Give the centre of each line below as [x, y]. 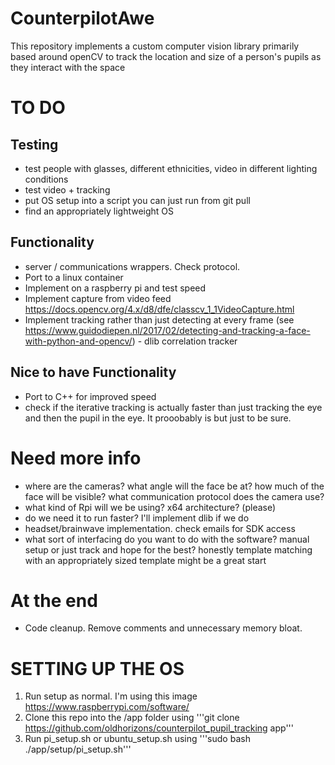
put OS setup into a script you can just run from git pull [137, 200]
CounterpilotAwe [82, 18]
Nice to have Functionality [93, 372]
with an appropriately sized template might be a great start [145, 560]
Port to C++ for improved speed [90, 396]
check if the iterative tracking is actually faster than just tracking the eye [173, 407]
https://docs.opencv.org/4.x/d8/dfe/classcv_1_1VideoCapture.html [159, 309]
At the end [54, 600]
